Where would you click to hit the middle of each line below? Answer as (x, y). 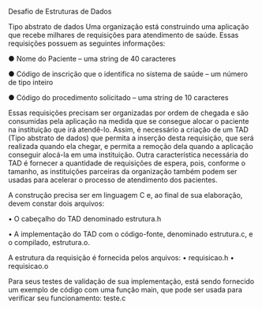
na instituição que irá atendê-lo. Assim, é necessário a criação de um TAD (128, 130)
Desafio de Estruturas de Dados (60, 11)
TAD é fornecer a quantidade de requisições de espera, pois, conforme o (127, 163)
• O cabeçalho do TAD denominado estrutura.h (85, 219)
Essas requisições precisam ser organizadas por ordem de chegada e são (128, 113)
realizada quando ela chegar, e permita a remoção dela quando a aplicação (131, 146)
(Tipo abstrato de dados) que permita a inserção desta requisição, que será (131, 138)
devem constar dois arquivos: (56, 203)
